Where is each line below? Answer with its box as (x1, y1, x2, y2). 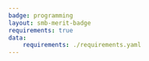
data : (8, 33, 26, 42)
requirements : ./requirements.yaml (22, 41, 142, 49)
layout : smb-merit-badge (8, 19, 91, 27)
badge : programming (8, 11, 74, 20)
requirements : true (8, 26, 74, 34)
